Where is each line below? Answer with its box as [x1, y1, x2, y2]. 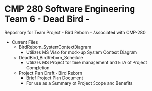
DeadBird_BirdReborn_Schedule [19, 54, 83, 60]
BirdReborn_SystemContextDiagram [19, 44, 91, 50]
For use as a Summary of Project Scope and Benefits [26, 80, 133, 86]
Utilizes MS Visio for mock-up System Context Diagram [26, 49, 137, 55]
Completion [26, 64, 50, 71]
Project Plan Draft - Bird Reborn [19, 70, 83, 76]
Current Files [11, 39, 38, 45]
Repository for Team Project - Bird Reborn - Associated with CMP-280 [4, 30, 146, 35]
